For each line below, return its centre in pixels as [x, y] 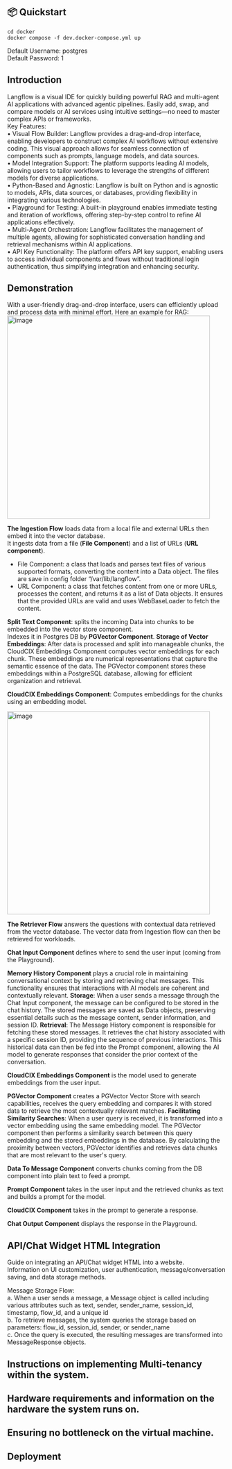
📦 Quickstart [37, 12]
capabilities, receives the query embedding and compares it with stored [110, 1104]
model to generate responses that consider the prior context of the [102, 1055]
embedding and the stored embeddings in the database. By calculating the [114, 1141]
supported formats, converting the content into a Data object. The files [118, 571]
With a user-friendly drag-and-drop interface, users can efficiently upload [113, 305]
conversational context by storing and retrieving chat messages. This [106, 981]
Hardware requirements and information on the [111, 1399]
